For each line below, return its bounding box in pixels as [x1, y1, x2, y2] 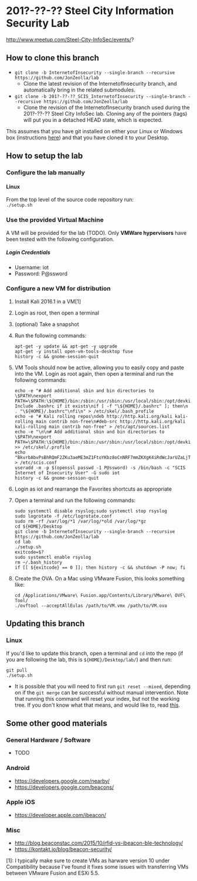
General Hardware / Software [6, 735, 91, 744]
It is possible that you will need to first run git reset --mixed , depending [14, 683, 191, 690]
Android [6, 764, 30, 772]
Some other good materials [6, 718, 107, 728]
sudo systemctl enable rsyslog [14, 554, 91, 560]
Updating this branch [6, 619, 85, 629]
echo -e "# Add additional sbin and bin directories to [14, 387, 154, 394]
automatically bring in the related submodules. [23, 86, 136, 93]
